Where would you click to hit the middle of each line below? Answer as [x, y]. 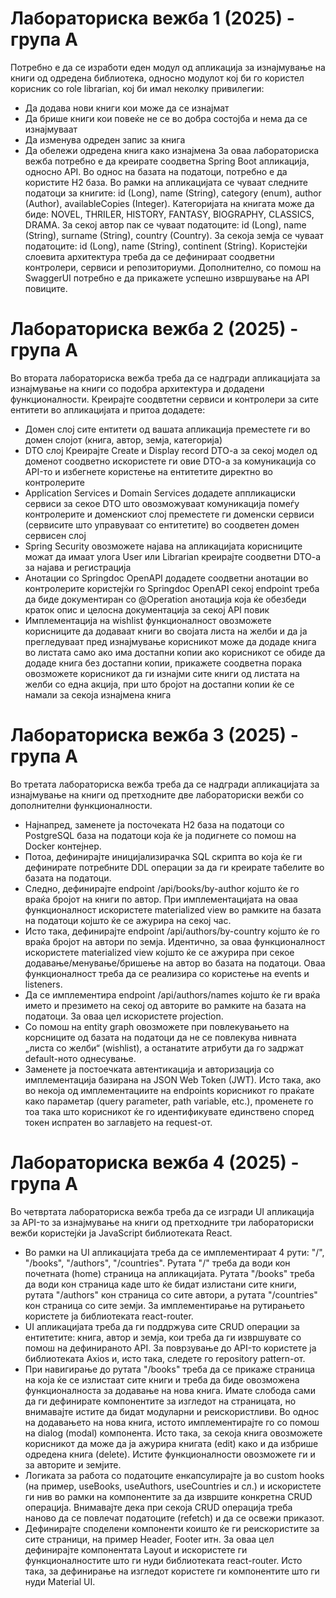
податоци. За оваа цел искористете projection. [124, 1016]
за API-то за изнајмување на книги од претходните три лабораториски [162, 1222]
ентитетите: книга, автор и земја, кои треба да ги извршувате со [163, 1337]
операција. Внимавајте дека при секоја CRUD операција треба [158, 1507]
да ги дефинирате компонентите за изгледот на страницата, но [160, 1401]
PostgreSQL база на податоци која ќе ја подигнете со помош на [160, 835]
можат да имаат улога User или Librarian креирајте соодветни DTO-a [173, 556]
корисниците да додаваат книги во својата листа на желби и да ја [166, 631]
